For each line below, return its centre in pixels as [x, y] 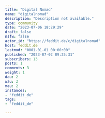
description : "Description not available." [50, 18]
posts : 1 [14, 63]
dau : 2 [12, 77]
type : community [21, 23]
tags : [10, 100]
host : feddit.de [21, 45]
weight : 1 [15, 73]
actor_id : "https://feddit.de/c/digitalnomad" [53, 41]
